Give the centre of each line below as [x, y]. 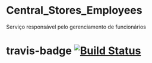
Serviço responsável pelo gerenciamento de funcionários [76, 27]
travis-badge [39, 51]
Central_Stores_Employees [74, 10]
